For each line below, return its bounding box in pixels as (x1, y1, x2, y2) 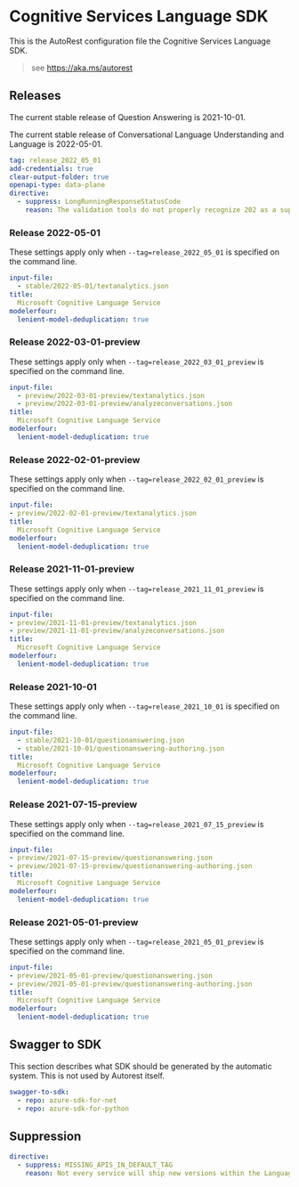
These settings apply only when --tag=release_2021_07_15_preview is (9, 818, 264, 829)
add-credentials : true (9, 164, 93, 173)
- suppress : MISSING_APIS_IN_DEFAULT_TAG (17, 1160, 174, 1170)
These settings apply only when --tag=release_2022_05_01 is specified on (9, 247, 280, 257)
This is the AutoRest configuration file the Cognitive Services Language (9, 36, 271, 46)
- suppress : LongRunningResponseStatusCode (17, 198, 181, 207)
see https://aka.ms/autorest (30, 62, 133, 73)
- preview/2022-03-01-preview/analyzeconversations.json (17, 399, 233, 409)
